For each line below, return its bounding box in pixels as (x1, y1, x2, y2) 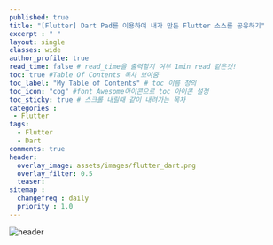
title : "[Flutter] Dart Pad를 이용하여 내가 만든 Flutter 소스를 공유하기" (9, 21, 266, 30)
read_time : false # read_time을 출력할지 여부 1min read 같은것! (9, 63, 238, 72)
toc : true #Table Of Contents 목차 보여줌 (9, 71, 160, 80)
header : (9, 152, 38, 162)
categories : (9, 103, 58, 112)
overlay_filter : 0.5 (17, 169, 93, 178)
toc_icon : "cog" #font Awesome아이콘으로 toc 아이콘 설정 (9, 87, 209, 96)
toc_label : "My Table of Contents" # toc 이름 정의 (9, 79, 197, 88)
